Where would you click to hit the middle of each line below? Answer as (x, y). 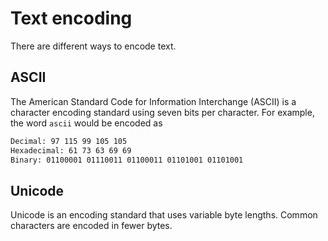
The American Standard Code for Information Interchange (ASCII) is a (153, 101)
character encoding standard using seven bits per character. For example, (162, 112)
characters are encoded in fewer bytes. (91, 226)
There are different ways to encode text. (93, 46)
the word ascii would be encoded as (86, 123)
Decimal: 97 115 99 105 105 (69, 141)
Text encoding (71, 18)
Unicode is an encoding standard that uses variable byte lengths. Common (164, 215)
